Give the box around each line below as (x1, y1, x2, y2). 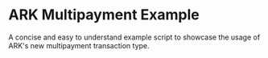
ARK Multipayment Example (8, 6, 200, 24)
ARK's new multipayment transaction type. (8, 40, 150, 50)
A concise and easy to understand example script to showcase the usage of (8, 32, 261, 42)
